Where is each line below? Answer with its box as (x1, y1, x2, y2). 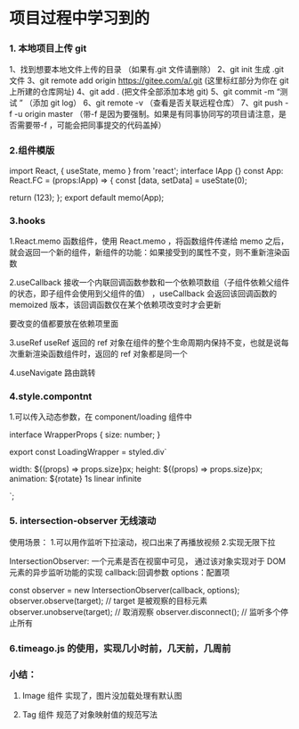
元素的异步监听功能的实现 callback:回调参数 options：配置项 (9, 567, 230, 577)
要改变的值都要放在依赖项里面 (9, 319, 118, 329)
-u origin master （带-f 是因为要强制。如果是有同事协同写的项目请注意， (14, 109, 279, 120)
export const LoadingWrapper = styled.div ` (9, 447, 167, 458)
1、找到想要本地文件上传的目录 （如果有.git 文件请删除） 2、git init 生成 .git (9, 64, 285, 75)
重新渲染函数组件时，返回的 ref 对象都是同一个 (16, 349, 189, 360)
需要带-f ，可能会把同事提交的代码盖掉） (16, 120, 166, 130)
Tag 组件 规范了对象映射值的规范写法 (21, 708, 158, 719)
